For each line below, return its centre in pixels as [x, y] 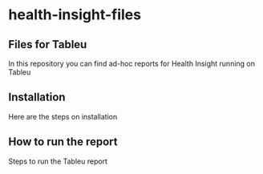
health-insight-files [75, 15]
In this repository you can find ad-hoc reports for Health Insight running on [131, 63]
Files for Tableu [48, 45]
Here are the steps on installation [63, 116]
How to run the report [63, 142]
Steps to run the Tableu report [58, 161]
